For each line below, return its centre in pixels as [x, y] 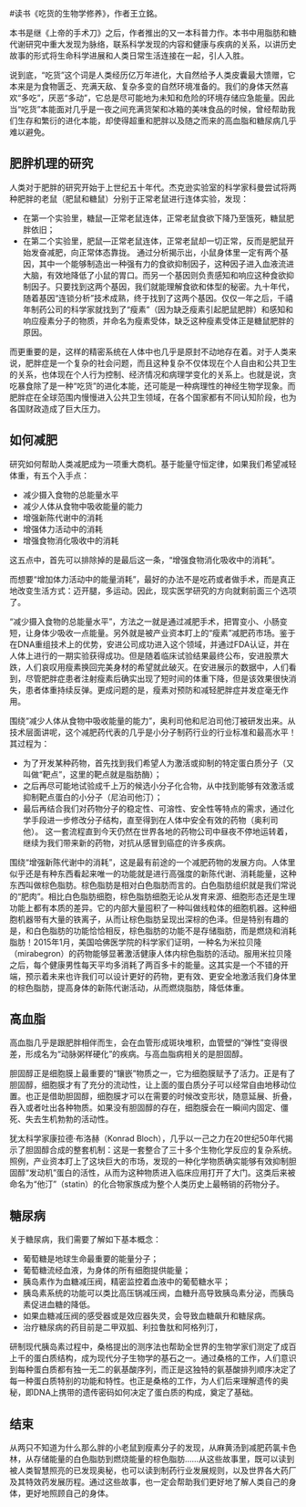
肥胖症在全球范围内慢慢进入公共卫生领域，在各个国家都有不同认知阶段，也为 [153, 397]
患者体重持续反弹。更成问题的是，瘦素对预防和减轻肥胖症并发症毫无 [153, 690]
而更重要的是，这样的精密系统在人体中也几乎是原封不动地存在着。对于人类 [149, 351]
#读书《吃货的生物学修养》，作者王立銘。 [86, 13]
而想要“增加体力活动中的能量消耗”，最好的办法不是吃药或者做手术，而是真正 [153, 579]
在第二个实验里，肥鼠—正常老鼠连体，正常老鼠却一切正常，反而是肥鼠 [154, 241]
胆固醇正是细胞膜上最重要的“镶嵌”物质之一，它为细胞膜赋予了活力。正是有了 [153, 1073]
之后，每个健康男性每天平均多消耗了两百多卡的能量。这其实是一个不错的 [145, 965]
